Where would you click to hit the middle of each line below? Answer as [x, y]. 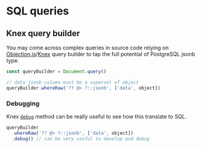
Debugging [23, 103]
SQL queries [38, 11]
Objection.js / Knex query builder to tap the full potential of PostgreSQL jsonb [101, 54]
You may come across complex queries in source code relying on [88, 48]
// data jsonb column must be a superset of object [72, 82]
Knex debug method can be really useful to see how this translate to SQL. [97, 116]
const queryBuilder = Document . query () [56, 72]
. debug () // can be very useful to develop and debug [81, 139]
